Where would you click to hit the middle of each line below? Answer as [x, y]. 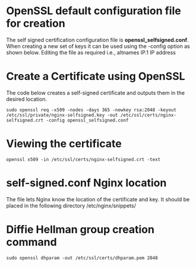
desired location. [27, 99]
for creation [36, 23]
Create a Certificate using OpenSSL [96, 77]
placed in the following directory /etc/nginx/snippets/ [71, 205]
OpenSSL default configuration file [94, 11]
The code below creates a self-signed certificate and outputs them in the [96, 92]
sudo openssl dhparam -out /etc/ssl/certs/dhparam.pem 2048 [82, 258]
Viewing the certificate [64, 144]
